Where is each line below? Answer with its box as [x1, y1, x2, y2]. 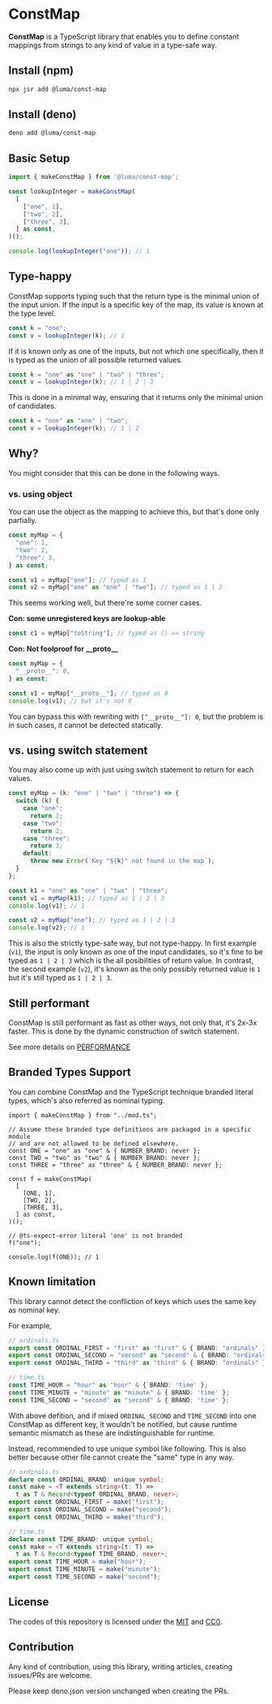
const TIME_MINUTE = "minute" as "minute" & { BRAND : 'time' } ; [8, 1388, 230, 1396]
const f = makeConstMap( [8, 1175, 92, 1183]
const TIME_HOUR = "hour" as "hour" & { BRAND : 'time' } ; [8, 1381, 208, 1389]
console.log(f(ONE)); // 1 [8, 1252, 100, 1261]
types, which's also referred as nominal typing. [8, 1095, 165, 1105]
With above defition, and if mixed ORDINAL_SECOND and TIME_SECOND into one [8, 1410, 257, 1421]
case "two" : [23, 819, 63, 827]
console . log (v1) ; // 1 [8, 902, 85, 910]
